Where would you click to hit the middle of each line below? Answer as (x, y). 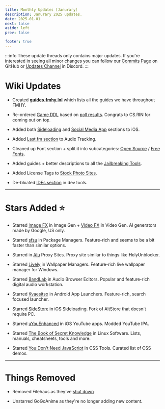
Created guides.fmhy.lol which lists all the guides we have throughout (83, 100)
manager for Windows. (35, 269)
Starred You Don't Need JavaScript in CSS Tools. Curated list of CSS (82, 348)
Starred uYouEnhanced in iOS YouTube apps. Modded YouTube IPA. (81, 324)
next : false (17, 23)
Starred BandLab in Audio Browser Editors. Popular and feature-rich (81, 279)
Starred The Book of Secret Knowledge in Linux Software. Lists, (77, 333)
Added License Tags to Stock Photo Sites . (55, 173)
